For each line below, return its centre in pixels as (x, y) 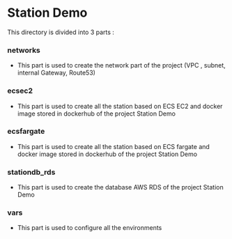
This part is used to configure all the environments (90, 228)
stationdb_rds (31, 172)
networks (24, 50)
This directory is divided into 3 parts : (61, 32)
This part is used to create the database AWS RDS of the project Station (121, 187)
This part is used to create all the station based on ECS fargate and (114, 146)
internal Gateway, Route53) (56, 73)
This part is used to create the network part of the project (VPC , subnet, (122, 65)
